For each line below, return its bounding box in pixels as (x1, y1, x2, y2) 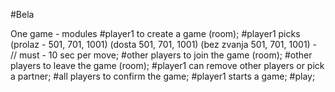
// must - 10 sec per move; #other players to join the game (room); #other (10, 49, 313, 61)
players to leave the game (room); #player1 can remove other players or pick (10, 60, 325, 71)
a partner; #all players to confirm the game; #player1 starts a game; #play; (10, 70, 316, 82)
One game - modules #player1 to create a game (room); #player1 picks (10, 28, 301, 39)
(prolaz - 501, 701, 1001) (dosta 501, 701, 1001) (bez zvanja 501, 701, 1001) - (10, 39, 318, 50)
